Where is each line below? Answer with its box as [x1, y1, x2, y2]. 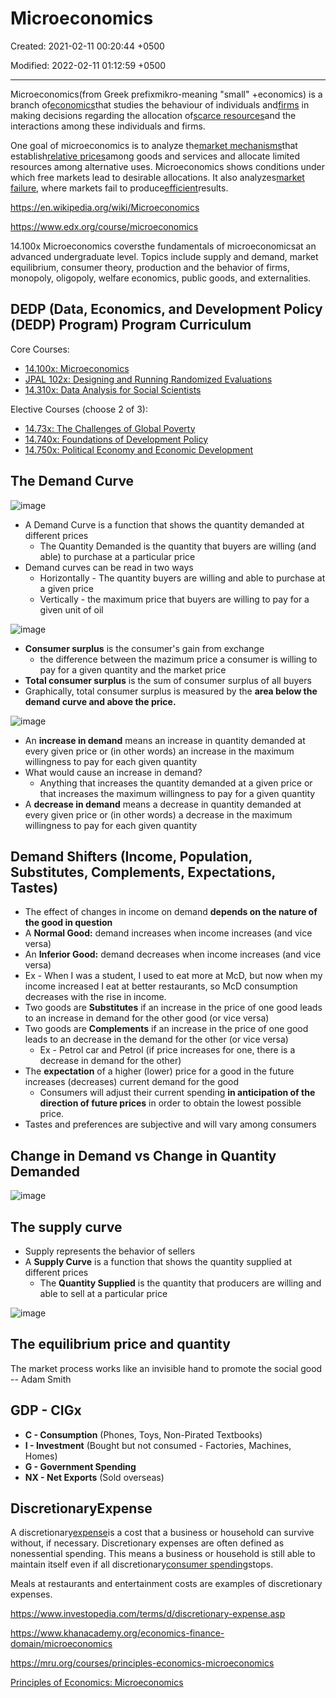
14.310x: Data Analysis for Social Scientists [24, 383, 202, 396]
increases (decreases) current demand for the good [24, 1076, 240, 1088]
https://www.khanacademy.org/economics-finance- [10, 1627, 225, 1639]
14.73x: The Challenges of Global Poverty [24, 422, 196, 434]
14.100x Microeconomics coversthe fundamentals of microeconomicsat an [10, 240, 317, 252]
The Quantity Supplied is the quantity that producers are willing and [39, 1277, 322, 1289]
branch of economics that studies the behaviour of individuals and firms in [10, 98, 310, 111]
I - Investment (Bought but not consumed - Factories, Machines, [24, 1439, 292, 1451]
